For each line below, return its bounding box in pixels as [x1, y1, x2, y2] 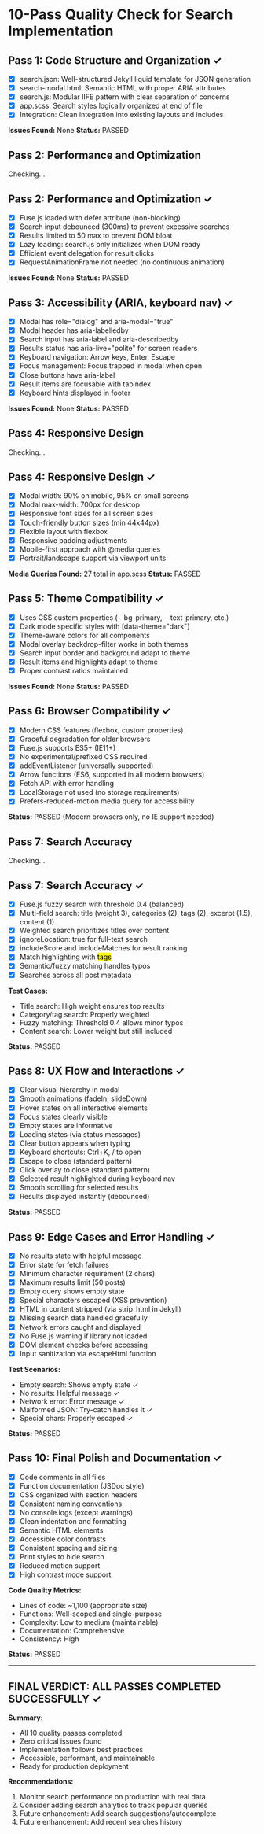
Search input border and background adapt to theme [19, 648, 191, 658]
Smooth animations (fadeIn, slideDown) [19, 1094, 148, 1103]
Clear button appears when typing [19, 1138, 131, 1148]
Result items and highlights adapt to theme [19, 657, 159, 666]
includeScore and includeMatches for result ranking [19, 943, 188, 953]
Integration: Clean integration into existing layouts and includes [19, 110, 224, 120]
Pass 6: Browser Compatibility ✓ [8, 704, 171, 718]
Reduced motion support [19, 1561, 101, 1570]
